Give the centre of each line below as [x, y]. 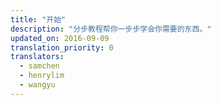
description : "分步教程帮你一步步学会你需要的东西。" [111, 29]
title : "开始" [38, 19]
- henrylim [42, 76]
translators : [37, 57]
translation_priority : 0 [62, 47]
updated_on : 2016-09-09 [60, 38]
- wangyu [37, 85]
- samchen [39, 66]
